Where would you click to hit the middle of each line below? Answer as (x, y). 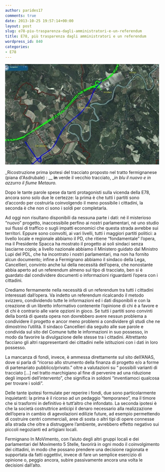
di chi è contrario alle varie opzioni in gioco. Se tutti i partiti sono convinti (79, 311)
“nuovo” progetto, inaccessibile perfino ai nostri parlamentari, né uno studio (82, 223)
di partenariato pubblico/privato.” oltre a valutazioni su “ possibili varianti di (81, 368)
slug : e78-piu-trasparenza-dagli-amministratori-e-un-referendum (73, 31)
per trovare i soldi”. (24, 383)
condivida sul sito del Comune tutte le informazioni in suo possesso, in (77, 332)
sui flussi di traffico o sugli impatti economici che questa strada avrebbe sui (82, 228)
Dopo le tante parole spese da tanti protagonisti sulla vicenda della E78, (78, 192)
